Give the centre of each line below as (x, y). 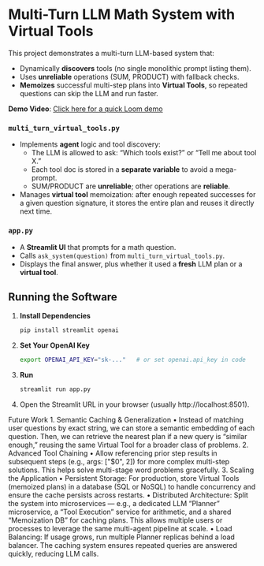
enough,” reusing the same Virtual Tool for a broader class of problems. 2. (128, 445)
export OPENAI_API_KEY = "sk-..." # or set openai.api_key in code (133, 360)
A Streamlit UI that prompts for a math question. (98, 247)
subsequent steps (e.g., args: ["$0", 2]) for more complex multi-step (119, 461)
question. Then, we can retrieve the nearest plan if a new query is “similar (128, 436)
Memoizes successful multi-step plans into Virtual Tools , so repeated (134, 85)
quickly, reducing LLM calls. (54, 553)
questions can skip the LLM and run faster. (89, 93)
